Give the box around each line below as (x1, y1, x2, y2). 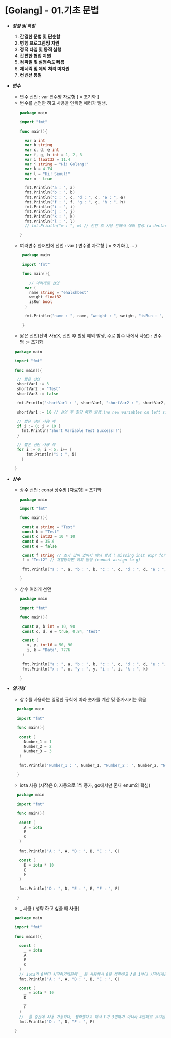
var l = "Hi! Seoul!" (24, 171, 71, 177)
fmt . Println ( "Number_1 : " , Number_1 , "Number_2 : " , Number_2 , (19, 763, 159, 768)
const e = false (22, 544, 57, 549)
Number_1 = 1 (23, 739, 52, 744)
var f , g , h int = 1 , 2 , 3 (24, 152, 82, 158)
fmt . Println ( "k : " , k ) (24, 213, 75, 219)
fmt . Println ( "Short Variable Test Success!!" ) (21, 428, 123, 434)
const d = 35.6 (22, 538, 55, 544)
